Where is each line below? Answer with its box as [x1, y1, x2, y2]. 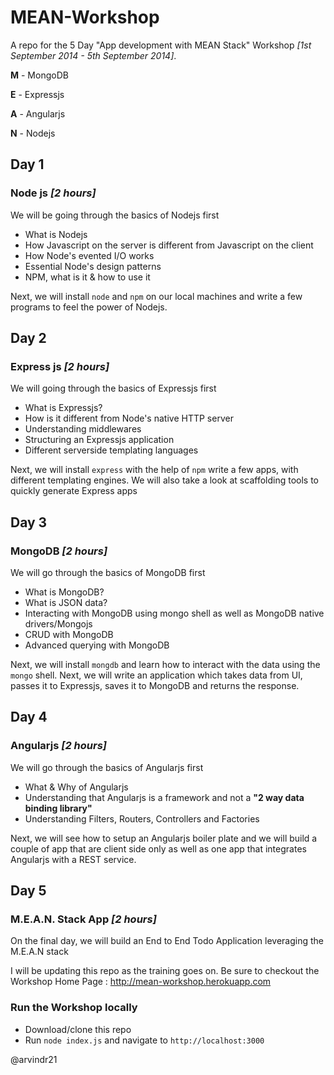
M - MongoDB [10, 69, 69, 81]
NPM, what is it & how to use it [24, 271, 151, 283]
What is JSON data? [24, 597, 108, 608]
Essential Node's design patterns [24, 260, 162, 272]
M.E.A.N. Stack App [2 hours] [10, 912, 157, 926]
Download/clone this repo [24, 1023, 132, 1035]
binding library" [24, 802, 93, 814]
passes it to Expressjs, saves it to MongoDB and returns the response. [10, 680, 300, 691]
